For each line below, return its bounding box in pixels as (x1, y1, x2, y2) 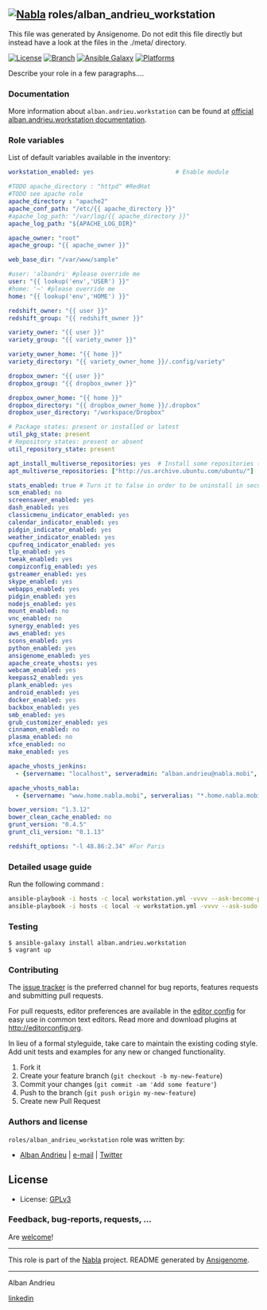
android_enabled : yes (8, 689, 80, 697)
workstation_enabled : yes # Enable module (8, 168, 229, 176)
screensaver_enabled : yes (8, 496, 94, 504)
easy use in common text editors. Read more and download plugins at (8, 1015, 237, 1024)
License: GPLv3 (19, 1194, 72, 1203)
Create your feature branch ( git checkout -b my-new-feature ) (19, 1071, 223, 1081)
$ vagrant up (8, 946, 52, 954)
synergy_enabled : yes (8, 622, 80, 630)
